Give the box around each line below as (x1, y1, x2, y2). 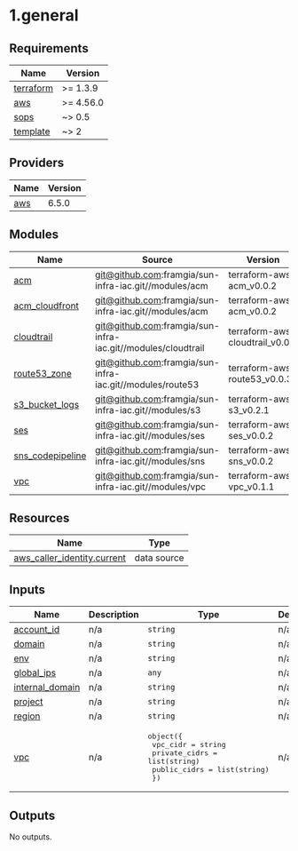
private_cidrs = (152, 748, 218, 758)
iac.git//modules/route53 (94, 378, 200, 391)
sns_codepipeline (13, 449, 87, 462)
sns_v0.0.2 (228, 455, 274, 467)
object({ (147, 732, 184, 742)
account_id (13, 624, 60, 636)
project (13, 696, 43, 708)
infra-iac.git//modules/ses (94, 429, 206, 441)
